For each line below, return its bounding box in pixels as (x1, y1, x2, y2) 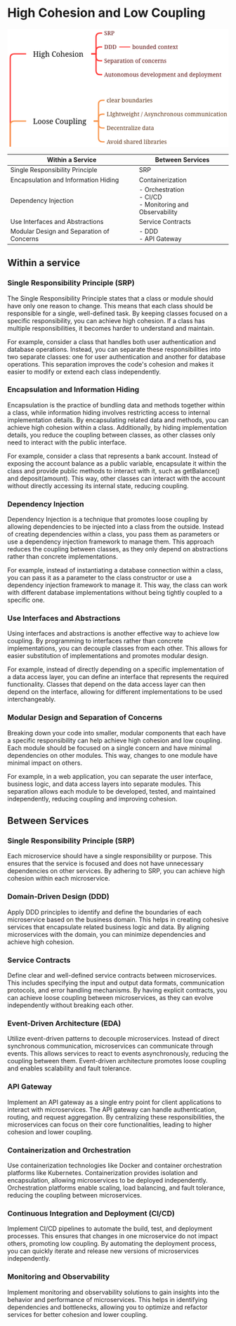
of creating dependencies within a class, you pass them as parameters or (7, 530, 220, 539)
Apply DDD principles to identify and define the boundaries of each (7, 907, 202, 916)
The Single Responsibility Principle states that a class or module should (7, 294, 214, 303)
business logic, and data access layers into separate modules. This (7, 780, 202, 788)
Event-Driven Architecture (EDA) (7, 1018, 122, 1028)
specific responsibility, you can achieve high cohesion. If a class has (7, 316, 205, 324)
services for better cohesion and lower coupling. (7, 1310, 148, 1318)
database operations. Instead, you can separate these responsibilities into (7, 345, 221, 353)
